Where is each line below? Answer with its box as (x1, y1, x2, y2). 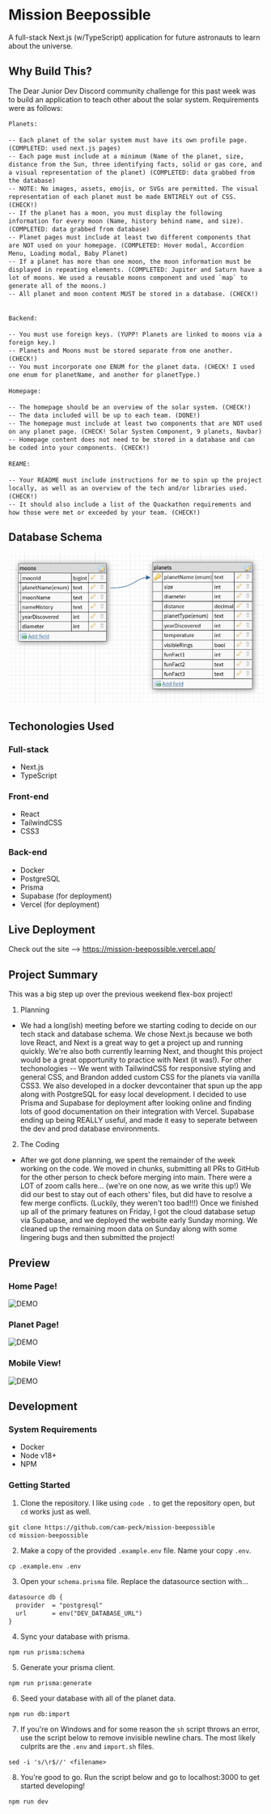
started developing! (19, 1781, 86, 1791)
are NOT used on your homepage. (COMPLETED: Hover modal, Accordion (8, 241, 244, 249)
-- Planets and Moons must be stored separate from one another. (8, 346, 233, 355)
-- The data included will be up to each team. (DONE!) (8, 411, 201, 419)
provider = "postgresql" (15, 1601, 104, 1609)
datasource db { (8, 1593, 63, 1601)
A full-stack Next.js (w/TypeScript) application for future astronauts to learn (8, 32, 260, 42)
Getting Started (8, 1480, 70, 1491)
